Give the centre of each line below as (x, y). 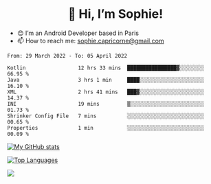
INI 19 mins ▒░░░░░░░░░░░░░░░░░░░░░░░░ (106, 104)
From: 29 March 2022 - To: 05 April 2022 (67, 56)
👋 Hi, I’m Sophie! (115, 14)
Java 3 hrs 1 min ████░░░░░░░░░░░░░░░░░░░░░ (106, 80)
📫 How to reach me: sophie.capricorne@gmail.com (90, 41)
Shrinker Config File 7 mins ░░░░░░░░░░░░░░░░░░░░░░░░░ (106, 116)
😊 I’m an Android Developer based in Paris (78, 33)
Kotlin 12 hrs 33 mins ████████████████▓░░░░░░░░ (106, 68)
